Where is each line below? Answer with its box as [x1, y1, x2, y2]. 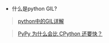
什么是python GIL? [11, 5, 57, 12]
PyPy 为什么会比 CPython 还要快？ [17, 30, 103, 37]
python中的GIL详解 [17, 18, 64, 25]
